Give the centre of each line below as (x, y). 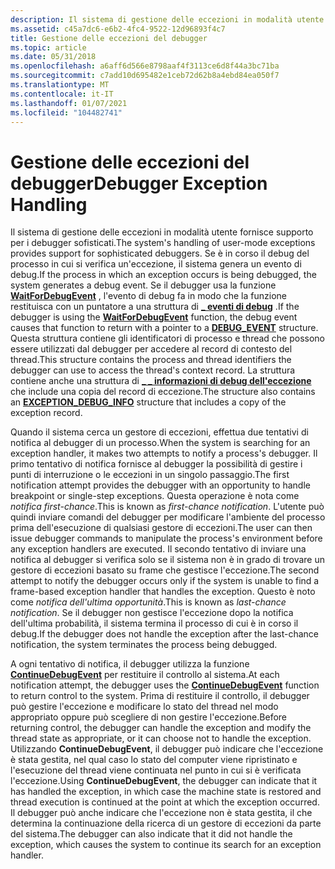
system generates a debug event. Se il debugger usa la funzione (143, 285)
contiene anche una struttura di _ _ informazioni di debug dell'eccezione (161, 381)
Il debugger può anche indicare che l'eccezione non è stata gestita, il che (161, 813)
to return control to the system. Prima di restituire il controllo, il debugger (160, 696)
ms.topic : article (48, 47)
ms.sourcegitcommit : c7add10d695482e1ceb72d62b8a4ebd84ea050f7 (145, 76)
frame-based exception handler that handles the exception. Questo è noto (163, 592)
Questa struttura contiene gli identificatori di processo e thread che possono (168, 338)
